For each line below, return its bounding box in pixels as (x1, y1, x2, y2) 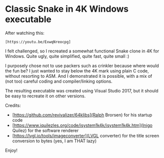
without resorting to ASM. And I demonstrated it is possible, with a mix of (5, 73, 153, 79)
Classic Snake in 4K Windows (5, 3, 129, 15)
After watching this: (5, 30, 45, 36)
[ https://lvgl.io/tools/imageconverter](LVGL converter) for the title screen (12, 133, 159, 138)
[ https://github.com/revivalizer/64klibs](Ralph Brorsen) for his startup (12, 112, 153, 118)
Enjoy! (5, 147, 18, 153)
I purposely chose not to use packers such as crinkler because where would (5, 63, 159, 68)
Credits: (5, 102, 21, 108)
